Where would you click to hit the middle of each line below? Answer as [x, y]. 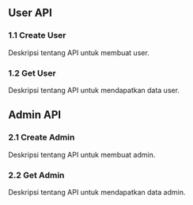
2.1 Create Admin [42, 137]
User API [30, 13]
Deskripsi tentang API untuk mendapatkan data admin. [97, 192]
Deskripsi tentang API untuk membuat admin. [82, 155]
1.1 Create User [37, 35]
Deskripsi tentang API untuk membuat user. [79, 52]
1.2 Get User [32, 73]
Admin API [35, 115]
